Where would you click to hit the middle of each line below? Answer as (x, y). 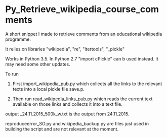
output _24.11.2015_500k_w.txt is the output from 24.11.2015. (68, 114)
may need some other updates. (38, 64)
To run (12, 74)
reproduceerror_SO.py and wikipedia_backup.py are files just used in (77, 123)
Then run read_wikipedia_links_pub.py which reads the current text (82, 99)
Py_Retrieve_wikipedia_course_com (82, 9)
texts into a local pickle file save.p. (48, 89)
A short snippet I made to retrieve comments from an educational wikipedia (84, 34)
